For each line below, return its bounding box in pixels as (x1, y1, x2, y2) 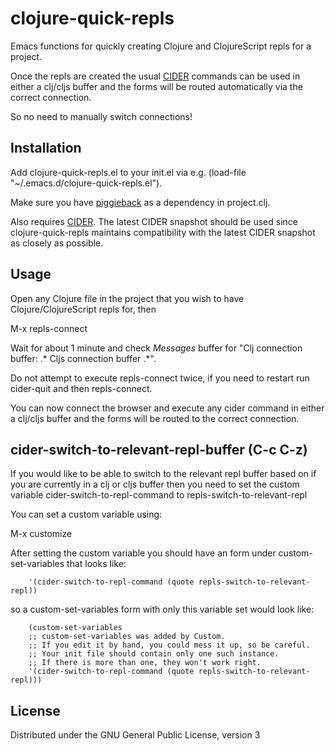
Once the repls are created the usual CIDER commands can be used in (10, 70, 301, 82)
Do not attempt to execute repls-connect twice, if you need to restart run (10, 372, 310, 384)
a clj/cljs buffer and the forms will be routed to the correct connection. (10, 412, 300, 424)
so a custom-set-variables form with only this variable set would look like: (10, 603, 315, 616)
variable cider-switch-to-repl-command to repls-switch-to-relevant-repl (10, 489, 308, 501)
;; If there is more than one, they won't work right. (28, 658, 262, 668)
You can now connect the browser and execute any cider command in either (10, 402, 325, 414)
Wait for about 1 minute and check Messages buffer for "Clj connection (10, 342, 303, 354)
